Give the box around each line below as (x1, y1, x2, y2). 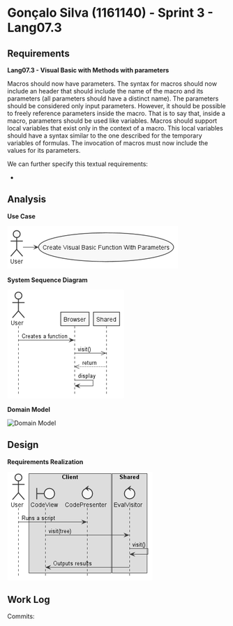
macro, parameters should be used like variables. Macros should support (7, 117, 218, 125)
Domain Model (7, 405, 51, 413)
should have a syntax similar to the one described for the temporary (7, 131, 202, 140)
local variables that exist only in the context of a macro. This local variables (7, 124, 223, 132)
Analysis (7, 193, 47, 205)
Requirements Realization (7, 457, 84, 465)
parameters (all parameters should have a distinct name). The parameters (7, 94, 219, 103)
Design (7, 439, 39, 451)
